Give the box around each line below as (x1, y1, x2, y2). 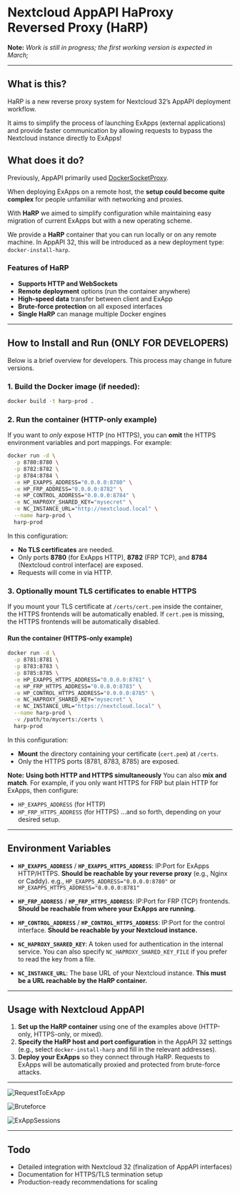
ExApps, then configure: (7, 786, 79, 794)
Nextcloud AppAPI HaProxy (7, 4, 174, 21)
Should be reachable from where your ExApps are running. (17, 904, 196, 913)
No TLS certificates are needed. (17, 545, 114, 554)
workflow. (7, 104, 36, 113)
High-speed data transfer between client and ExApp (17, 294, 173, 303)
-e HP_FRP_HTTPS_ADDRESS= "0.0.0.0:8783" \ (14, 683, 142, 690)
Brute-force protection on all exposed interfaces (17, 301, 163, 311)
